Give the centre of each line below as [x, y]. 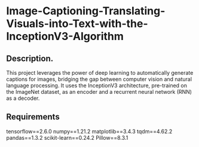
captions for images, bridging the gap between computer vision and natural [99, 79]
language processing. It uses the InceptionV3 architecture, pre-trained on [97, 85]
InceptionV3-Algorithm [65, 36]
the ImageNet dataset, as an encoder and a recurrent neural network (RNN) [99, 92]
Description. [30, 58]
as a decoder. [23, 98]
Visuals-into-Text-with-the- [77, 24]
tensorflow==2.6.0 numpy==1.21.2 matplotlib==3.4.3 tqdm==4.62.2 [89, 131]
